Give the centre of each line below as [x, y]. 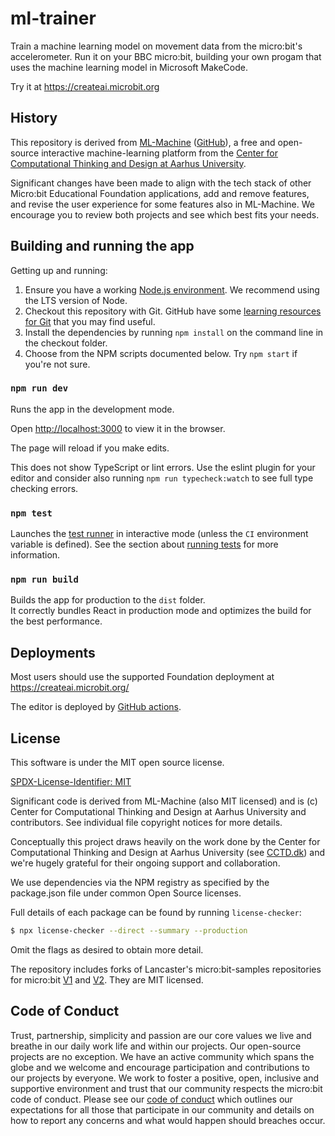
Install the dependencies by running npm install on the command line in [174, 332]
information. [35, 555]
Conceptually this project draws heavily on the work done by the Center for [165, 842]
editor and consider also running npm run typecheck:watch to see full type [162, 478]
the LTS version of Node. [76, 300]
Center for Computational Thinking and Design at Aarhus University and [158, 812]
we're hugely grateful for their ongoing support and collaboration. [145, 863]
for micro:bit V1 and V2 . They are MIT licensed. [107, 979]
